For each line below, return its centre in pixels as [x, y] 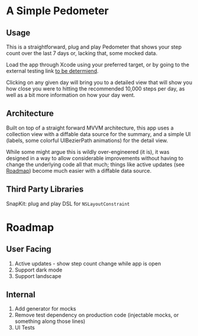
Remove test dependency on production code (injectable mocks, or [97, 315]
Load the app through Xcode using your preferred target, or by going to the [98, 64]
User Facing [29, 249]
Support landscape [38, 276]
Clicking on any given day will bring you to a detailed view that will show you [99, 82]
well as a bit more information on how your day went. [71, 95]
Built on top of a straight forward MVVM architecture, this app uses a [90, 128]
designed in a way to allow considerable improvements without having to [95, 158]
